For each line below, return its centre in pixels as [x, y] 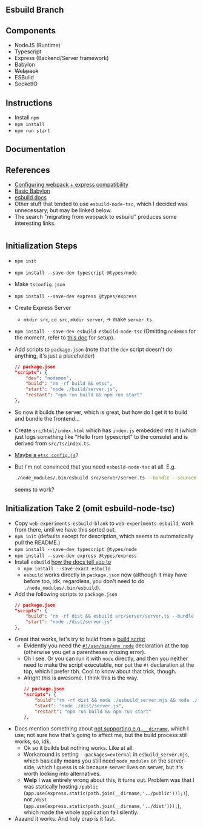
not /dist [35, 800]
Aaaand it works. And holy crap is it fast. [65, 819]
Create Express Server [42, 307]
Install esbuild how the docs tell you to [63, 562]
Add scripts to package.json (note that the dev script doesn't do [93, 349]
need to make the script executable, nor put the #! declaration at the [109, 665]
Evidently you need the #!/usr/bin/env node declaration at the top [106, 646]
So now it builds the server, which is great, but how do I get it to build [101, 412]
